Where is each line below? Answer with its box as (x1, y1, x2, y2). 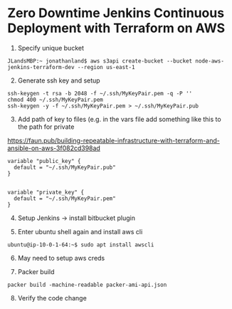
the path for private (17, 122, 75, 131)
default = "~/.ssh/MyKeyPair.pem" (14, 194, 116, 202)
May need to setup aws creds (17, 253, 105, 262)
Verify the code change (17, 293, 87, 302)
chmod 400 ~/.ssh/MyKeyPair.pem (7, 96, 103, 103)
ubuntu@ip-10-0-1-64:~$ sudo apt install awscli (7, 241, 154, 248)
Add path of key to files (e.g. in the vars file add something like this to (17, 115, 222, 123)
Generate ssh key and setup (17, 76, 101, 85)
